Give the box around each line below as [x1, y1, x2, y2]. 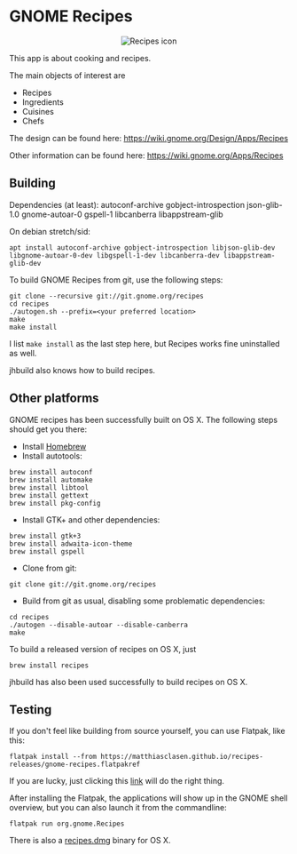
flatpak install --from [9, 753, 98, 762]
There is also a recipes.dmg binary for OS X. [9, 835, 171, 846]
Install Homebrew [21, 441, 87, 451]
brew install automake [9, 475, 93, 484]
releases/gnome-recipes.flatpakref [9, 760, 141, 770]
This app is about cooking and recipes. [9, 52, 152, 63]
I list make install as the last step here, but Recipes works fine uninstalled [9, 338, 281, 348]
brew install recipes [9, 660, 90, 670]
